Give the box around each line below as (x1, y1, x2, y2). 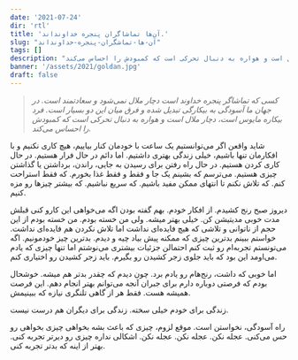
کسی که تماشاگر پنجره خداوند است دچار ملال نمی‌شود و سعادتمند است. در (31, 95, 279, 105)
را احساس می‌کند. (31, 123, 92, 134)
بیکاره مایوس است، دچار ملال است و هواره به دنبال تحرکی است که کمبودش (31, 113, 283, 124)
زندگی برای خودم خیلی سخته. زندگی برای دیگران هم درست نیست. (10, 304, 229, 315)
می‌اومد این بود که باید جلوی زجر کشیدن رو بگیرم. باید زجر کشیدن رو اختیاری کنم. (10, 251, 278, 262)
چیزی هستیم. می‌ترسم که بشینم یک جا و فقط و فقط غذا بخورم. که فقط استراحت (10, 168, 278, 179)
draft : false (10, 71, 58, 80)
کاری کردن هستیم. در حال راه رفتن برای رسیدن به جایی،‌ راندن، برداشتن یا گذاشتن (10, 158, 280, 169)
